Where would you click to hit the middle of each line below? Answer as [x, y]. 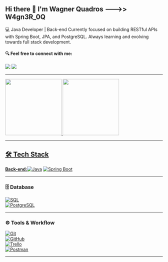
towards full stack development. [38, 42]
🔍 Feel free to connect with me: [39, 53]
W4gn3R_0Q [25, 17]
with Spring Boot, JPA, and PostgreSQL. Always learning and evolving [77, 36]
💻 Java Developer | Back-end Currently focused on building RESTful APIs [81, 29]
